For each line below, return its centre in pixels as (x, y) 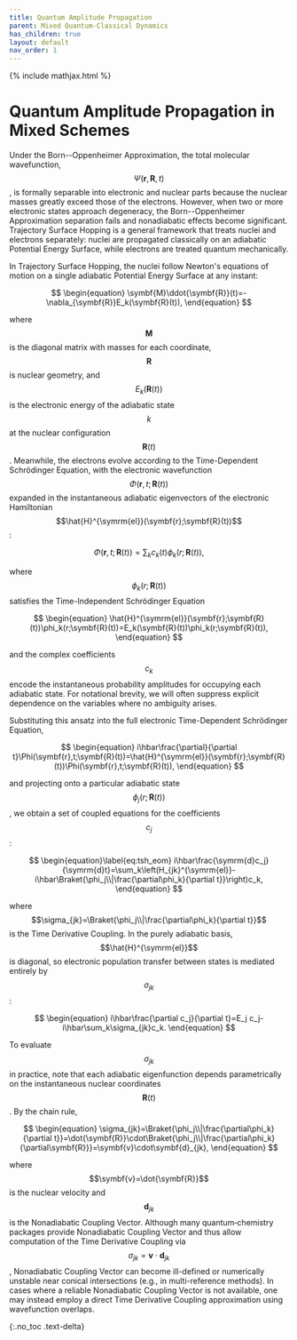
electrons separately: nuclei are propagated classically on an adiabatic (138, 240)
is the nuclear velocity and (58, 1192)
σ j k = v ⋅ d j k (149, 1256)
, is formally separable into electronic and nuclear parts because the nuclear (148, 193)
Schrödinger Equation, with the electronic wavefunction (111, 470)
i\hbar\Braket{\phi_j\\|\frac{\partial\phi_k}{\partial (125, 879)
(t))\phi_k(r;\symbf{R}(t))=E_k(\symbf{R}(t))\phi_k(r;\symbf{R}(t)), (149, 628)
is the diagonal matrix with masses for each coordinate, (110, 347)
